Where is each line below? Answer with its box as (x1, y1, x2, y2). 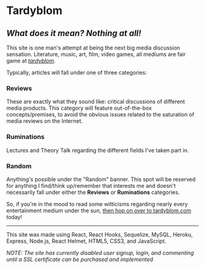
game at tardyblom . (6, 57, 56, 64)
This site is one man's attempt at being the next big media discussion (6, 44, 181, 51)
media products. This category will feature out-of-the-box (6, 104, 153, 112)
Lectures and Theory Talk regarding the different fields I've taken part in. (6, 146, 189, 154)
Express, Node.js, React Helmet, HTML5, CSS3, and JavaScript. (6, 237, 167, 245)
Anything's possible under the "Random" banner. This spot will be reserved (6, 175, 196, 183)
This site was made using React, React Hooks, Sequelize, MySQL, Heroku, (6, 231, 193, 238)
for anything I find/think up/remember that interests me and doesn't (6, 182, 176, 189)
